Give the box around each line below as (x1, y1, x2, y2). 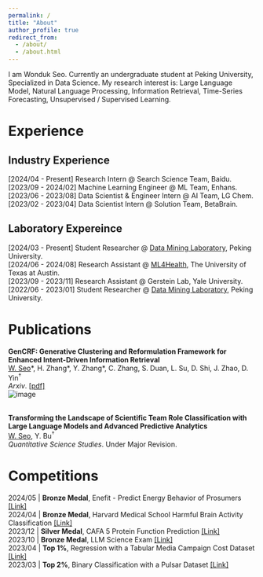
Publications (8, 321, 92, 338)
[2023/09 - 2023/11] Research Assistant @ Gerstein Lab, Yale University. (8, 276, 243, 285)
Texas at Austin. (8, 268, 60, 277)
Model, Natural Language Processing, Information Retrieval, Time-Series (8, 86, 243, 95)
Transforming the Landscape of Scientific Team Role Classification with (8, 413, 247, 423)
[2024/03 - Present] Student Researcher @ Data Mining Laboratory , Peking (8, 243, 252, 252)
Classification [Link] (8, 518, 73, 527)
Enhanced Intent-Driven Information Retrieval (8, 355, 160, 364)
